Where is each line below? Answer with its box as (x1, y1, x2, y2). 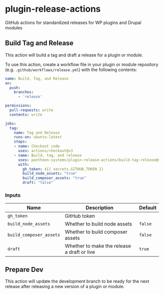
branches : (14, 90, 34, 95)
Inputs (5, 192, 21, 199)
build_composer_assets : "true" (22, 176, 86, 181)
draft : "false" (22, 180, 54, 185)
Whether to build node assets (64, 221, 133, 227)
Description (85, 204, 114, 211)
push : (9, 85, 21, 90)
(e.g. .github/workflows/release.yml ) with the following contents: (5, 67, 138, 72)
